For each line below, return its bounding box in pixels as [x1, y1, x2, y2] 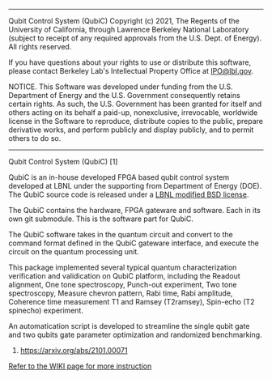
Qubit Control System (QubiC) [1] [8, 157, 118, 166]
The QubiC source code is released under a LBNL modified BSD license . [8, 189, 249, 199]
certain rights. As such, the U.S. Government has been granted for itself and [8, 99, 261, 109]
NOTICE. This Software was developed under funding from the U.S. [8, 82, 233, 92]
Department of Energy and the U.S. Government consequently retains [8, 91, 240, 100]
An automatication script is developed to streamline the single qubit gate [8, 322, 250, 330]
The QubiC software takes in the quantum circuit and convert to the [8, 230, 233, 239]
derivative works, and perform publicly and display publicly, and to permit [8, 125, 254, 134]
